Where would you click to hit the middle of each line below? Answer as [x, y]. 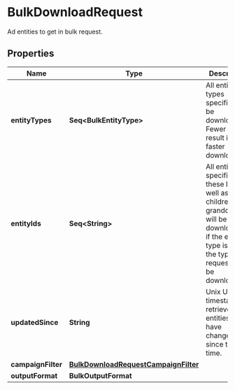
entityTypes [31, 120]
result [215, 137]
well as [217, 193]
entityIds [26, 223]
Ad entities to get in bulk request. [55, 32]
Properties [31, 54]
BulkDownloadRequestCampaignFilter [134, 364]
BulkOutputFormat [100, 375]
